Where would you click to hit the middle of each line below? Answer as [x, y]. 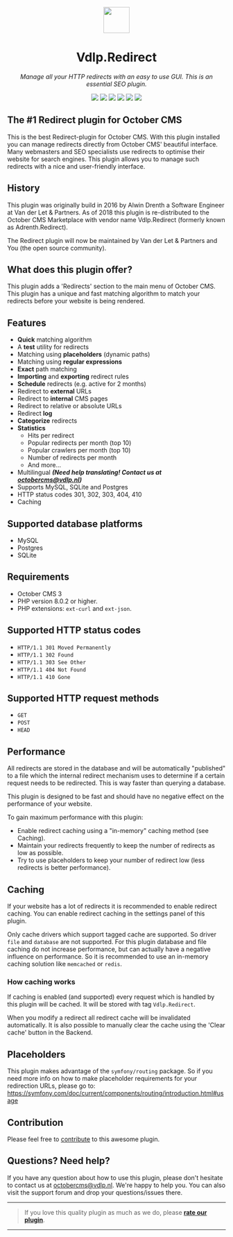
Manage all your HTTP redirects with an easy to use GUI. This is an [116, 76]
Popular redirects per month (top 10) [79, 443]
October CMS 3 [40, 594]
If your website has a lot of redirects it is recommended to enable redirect [112, 907]
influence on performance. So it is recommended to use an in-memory [108, 957]
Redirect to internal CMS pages [62, 398]
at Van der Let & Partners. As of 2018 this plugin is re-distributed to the [108, 212]
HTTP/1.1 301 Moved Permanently [64, 648]
